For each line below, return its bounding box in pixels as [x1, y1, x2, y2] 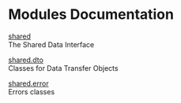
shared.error [8, 79, 49, 88]
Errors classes [8, 86, 55, 96]
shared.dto [8, 55, 43, 64]
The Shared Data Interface [8, 39, 95, 49]
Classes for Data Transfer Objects [8, 63, 119, 72]
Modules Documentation [8, 6, 174, 24]
